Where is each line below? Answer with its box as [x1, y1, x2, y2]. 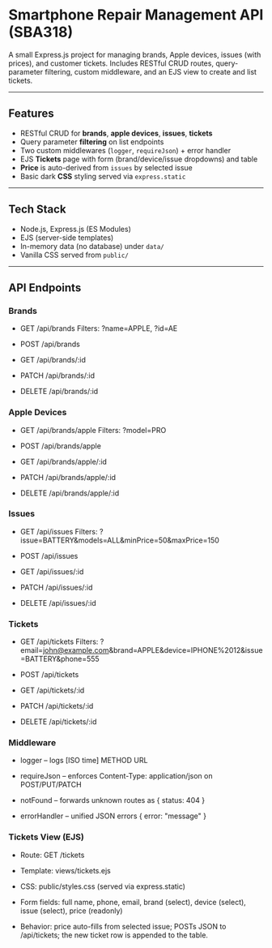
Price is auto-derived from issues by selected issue [19, 162, 193, 172]
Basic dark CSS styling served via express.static [19, 171, 186, 181]
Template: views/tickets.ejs [19, 865, 111, 875]
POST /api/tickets [19, 670, 79, 680]
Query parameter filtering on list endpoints [19, 136, 164, 147]
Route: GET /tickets [19, 850, 85, 860]
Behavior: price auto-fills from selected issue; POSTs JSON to [19, 921, 227, 931]
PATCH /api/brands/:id [19, 371, 96, 380]
